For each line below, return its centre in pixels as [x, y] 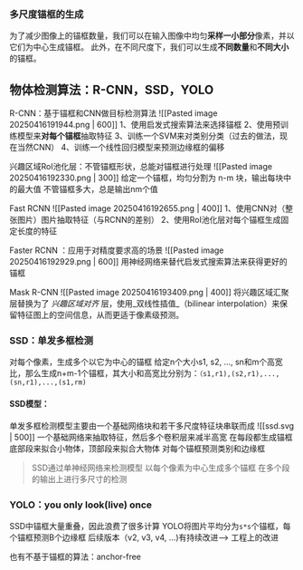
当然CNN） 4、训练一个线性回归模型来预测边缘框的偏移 [121, 148]
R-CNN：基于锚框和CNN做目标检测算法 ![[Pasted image [114, 113]
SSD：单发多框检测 [51, 341]
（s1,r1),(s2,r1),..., [239, 374]
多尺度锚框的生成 [47, 14]
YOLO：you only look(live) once [80, 505]
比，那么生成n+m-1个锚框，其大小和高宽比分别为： [104, 373]
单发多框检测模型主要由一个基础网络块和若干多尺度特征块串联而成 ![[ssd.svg [152, 425]
